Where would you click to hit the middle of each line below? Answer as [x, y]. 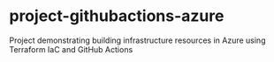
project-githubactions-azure [117, 16]
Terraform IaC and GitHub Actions [71, 49]
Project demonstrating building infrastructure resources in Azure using [137, 40]
